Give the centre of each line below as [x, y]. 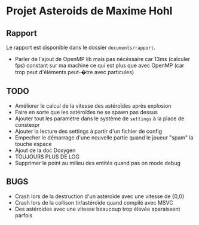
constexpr [27, 124]
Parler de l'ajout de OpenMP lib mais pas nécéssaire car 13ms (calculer [102, 59]
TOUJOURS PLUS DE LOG [47, 156]
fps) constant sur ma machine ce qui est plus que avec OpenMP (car [99, 65]
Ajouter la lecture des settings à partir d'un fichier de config [88, 131]
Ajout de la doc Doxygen [45, 150]
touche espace [33, 144]
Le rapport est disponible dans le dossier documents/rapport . [81, 47]
